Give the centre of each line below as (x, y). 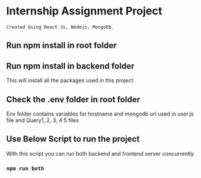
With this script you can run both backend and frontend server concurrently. (101, 153)
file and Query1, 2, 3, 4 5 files (43, 120)
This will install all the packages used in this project (70, 81)
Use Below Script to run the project (73, 139)
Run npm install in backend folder (70, 66)
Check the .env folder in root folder (73, 100)
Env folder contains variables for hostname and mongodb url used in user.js (100, 114)
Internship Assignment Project (84, 11)
